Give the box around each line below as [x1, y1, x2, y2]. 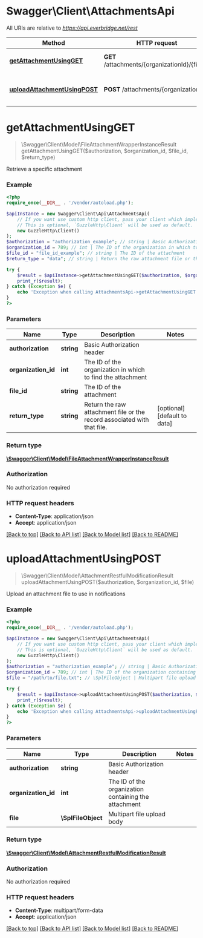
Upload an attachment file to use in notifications [6, 590, 126, 597]
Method [42, 38, 65, 47]
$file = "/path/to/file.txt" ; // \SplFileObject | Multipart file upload [6, 675, 196, 681]
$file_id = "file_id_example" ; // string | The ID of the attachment [6, 250, 185, 257]
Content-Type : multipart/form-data [14, 907, 104, 914]
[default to [156, 412, 187, 420]
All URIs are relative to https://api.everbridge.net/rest [6, 24, 138, 31]
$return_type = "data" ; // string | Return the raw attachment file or [6, 255, 190, 261]
